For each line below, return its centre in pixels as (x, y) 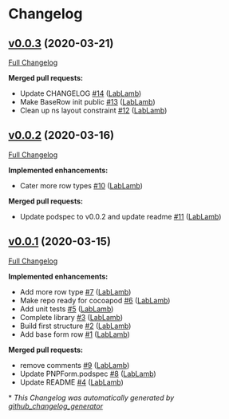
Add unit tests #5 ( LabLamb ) (67, 309)
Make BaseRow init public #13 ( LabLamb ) (87, 102)
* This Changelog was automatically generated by (91, 397)
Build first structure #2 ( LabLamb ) (75, 326)
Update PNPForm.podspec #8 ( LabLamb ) (88, 374)
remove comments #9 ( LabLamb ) (75, 365)
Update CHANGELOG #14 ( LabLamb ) (81, 93)
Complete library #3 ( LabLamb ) (71, 317)
